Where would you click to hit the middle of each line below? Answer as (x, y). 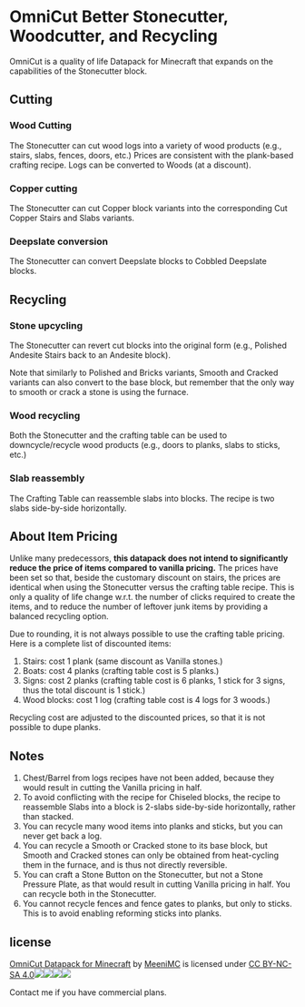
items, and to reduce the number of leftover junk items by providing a (139, 606)
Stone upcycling (46, 325)
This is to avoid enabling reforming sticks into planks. (122, 913)
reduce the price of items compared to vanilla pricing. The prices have (144, 568)
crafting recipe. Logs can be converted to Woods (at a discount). (130, 165)
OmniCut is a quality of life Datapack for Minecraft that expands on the (142, 61)
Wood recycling (45, 415)
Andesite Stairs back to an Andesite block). (90, 355)
